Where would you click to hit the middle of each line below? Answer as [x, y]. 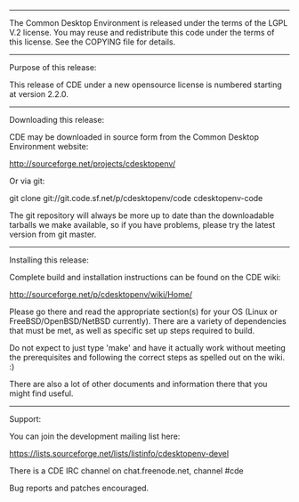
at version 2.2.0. [39, 94]
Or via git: [27, 181]
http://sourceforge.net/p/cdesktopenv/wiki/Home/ [101, 294]
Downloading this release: [57, 120]
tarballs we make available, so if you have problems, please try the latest [142, 225]
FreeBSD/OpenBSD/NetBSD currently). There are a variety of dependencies [148, 321]
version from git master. [53, 234]
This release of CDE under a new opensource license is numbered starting [145, 85]
